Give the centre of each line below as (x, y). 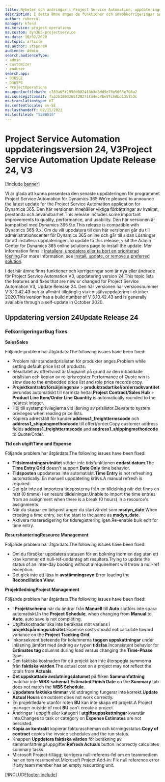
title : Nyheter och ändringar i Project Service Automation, (69, 10)
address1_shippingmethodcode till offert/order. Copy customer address (85, 424)
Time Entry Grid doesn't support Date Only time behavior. (71, 468)
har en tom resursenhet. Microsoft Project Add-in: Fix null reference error (86, 760)
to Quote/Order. (28, 434)
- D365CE (14, 78)
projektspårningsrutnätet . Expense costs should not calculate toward (82, 630)
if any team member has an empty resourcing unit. (63, 765)
